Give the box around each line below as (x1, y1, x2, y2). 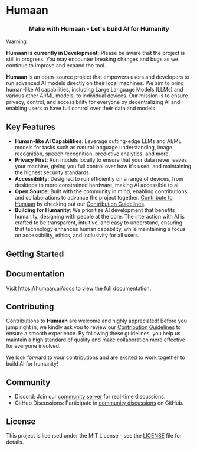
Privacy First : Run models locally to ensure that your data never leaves (14, 156, 188, 164)
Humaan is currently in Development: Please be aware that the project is (6, 50, 185, 57)
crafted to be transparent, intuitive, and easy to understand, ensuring (14, 219, 183, 226)
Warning (6, 38, 27, 45)
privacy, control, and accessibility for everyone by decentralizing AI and (6, 99, 180, 106)
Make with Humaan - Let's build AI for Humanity (29, 25, 169, 33)
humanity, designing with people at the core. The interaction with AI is (14, 213, 185, 220)
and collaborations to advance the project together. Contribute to (14, 194, 173, 201)
